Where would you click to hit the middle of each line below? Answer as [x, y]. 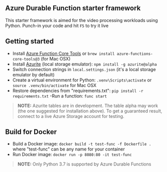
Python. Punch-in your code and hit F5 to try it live [57, 25]
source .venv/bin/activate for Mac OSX [54, 85]
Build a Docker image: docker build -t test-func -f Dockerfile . [82, 144]
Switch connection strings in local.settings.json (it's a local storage [84, 69]
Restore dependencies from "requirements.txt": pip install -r [78, 90]
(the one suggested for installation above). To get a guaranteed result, [90, 111]
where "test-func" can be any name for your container [69, 149]
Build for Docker [31, 132]
